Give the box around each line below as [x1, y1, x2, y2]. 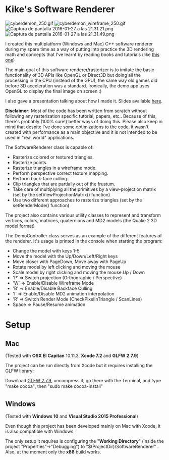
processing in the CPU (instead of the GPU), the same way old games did [5, 77, 158, 83]
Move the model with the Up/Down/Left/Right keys [12, 253, 118, 259]
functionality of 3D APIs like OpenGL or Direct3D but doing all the [5, 72, 141, 78]
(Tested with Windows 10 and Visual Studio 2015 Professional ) [5, 413, 139, 419]
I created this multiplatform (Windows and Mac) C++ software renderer [5, 40, 153, 46]
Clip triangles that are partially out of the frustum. [12, 181, 116, 187]
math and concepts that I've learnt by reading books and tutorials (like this [5, 52, 160, 58]
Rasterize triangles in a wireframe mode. [12, 165, 97, 171]
